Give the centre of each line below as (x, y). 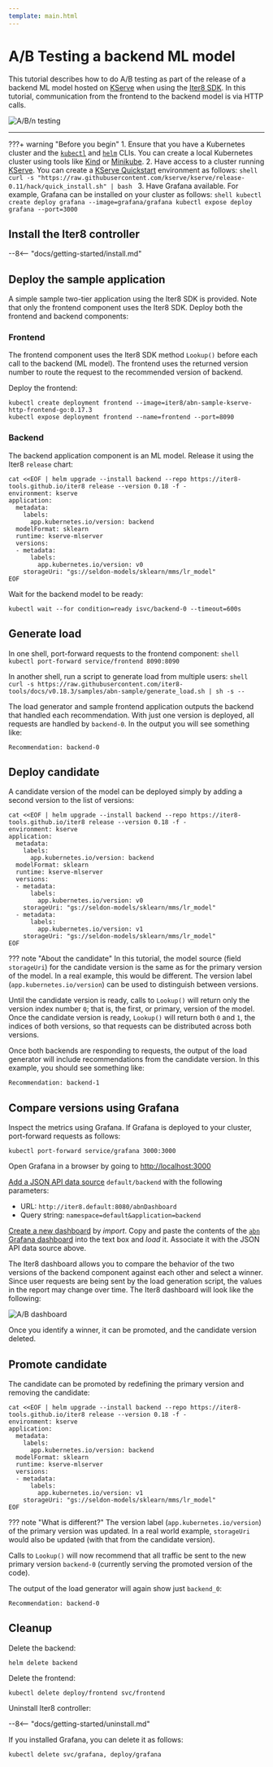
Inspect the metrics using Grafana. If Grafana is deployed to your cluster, (130, 1128)
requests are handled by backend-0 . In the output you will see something (129, 723)
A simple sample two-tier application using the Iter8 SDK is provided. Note (133, 299)
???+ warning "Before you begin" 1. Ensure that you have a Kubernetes (127, 144)
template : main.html (43, 16)
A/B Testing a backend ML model (122, 56)
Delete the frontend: (42, 1677)
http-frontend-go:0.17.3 (50, 410)
